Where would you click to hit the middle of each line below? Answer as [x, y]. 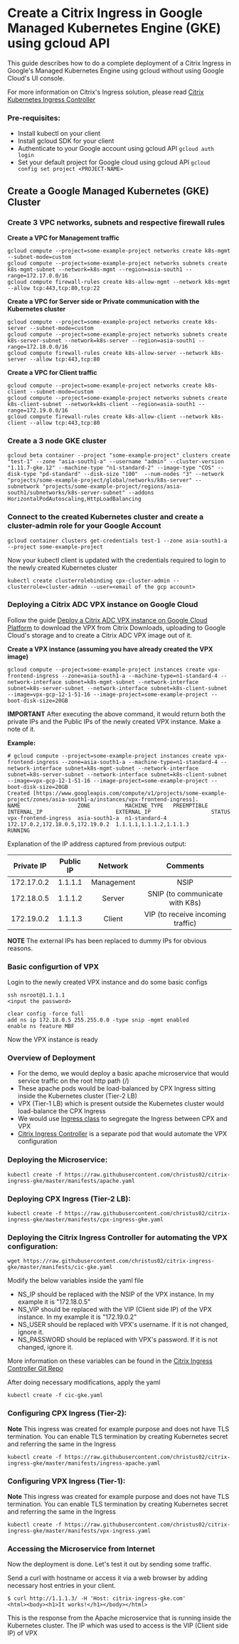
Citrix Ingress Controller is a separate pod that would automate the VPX [122, 1134]
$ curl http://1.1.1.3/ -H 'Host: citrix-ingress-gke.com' [97, 1598]
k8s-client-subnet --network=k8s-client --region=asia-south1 [101, 404]
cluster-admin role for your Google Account [84, 526]
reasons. [20, 948]
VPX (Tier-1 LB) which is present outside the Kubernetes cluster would [121, 1103]
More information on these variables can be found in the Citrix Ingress [110, 1361]
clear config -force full [46, 1014]
